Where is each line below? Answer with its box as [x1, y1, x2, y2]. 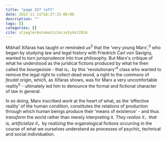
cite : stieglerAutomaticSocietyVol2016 [5, 30, 88, 35]
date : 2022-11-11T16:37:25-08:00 [5, 12, 75, 17]
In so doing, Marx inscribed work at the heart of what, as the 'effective [5, 98, 149, 104]
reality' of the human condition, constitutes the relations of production [5, 103, 148, 109]
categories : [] [5, 26, 37, 31]
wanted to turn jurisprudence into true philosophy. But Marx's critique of [5, 55, 153, 61]
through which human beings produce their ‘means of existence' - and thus [5, 108, 160, 114]
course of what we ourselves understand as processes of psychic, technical [5, 126, 161, 132]
